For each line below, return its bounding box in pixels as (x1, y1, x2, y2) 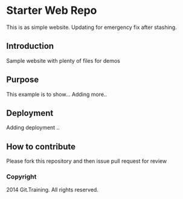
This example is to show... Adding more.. (6, 90, 108, 98)
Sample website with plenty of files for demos (6, 57, 121, 64)
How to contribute (6, 141, 76, 151)
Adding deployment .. (6, 124, 60, 131)
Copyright (6, 172, 37, 181)
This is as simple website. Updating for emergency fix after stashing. (6, 24, 177, 31)
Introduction (6, 41, 54, 51)
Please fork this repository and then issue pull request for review (6, 157, 167, 165)
